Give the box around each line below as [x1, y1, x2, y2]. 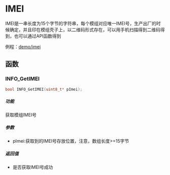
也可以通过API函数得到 [14, 33, 62, 39]
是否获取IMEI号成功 [12, 164, 53, 170]
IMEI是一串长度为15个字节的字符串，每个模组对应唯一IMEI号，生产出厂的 [5, 20, 157, 26]
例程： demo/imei [5, 43, 41, 49]
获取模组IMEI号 [5, 112, 37, 118]
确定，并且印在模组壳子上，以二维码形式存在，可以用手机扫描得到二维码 [9, 26, 160, 33]
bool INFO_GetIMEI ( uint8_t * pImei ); [5, 87, 82, 92]
